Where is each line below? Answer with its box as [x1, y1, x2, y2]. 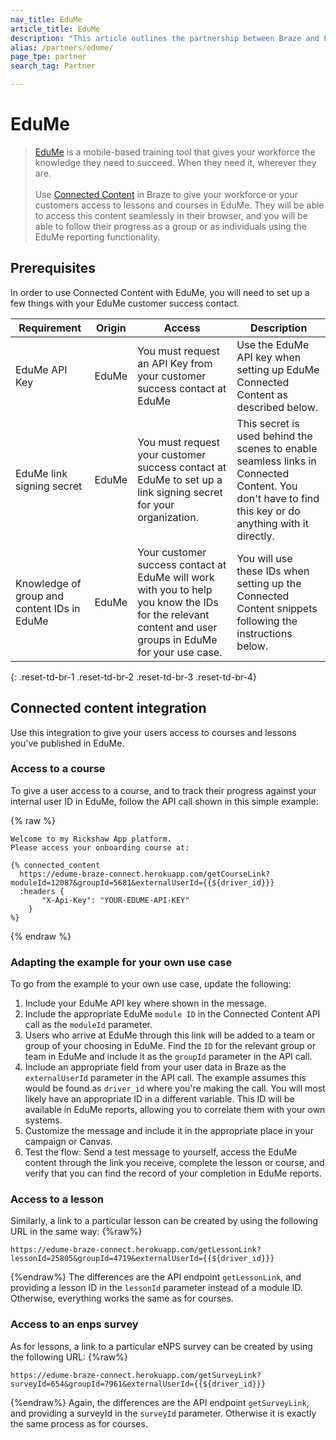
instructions [236, 626, 293, 640]
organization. [137, 510, 199, 524]
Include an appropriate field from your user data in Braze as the [24, 1061, 287, 1073]
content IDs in [15, 601, 81, 615]
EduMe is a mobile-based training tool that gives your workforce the [34, 146, 316, 158]
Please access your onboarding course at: [10, 842, 190, 853]
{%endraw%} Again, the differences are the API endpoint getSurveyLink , [10, 1396, 310, 1408]
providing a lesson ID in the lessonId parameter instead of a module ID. [10, 1282, 303, 1294]
